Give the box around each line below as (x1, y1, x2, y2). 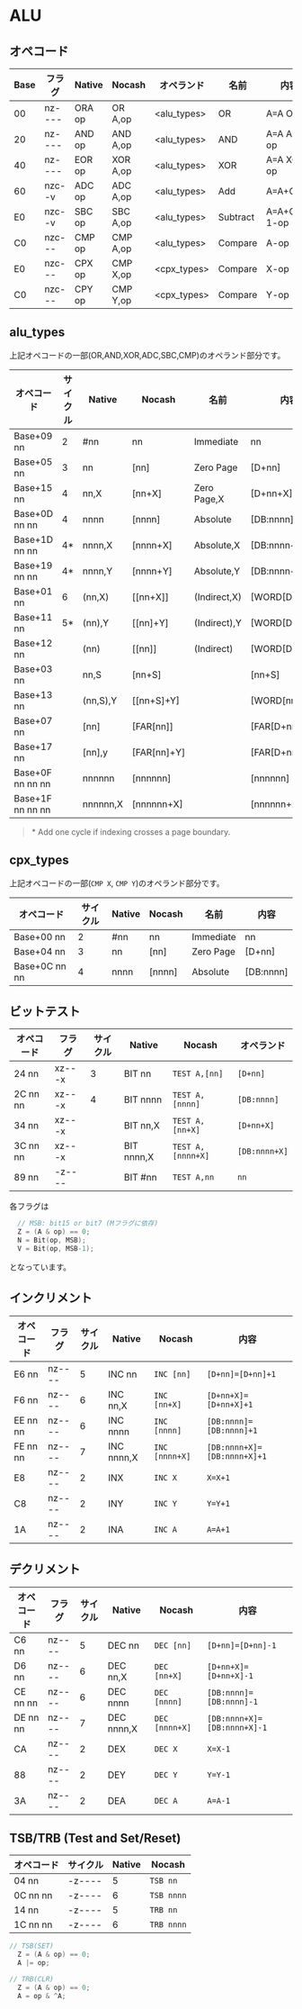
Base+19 (13, 559, 53, 572)
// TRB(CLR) (9, 1975, 54, 1984)
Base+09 (13, 430, 53, 442)
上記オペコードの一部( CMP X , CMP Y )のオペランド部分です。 (9, 877, 225, 888)
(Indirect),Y (193, 616, 243, 629)
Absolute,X (193, 538, 241, 551)
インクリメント (9, 1290, 93, 1306)
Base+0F (13, 766, 52, 779)
